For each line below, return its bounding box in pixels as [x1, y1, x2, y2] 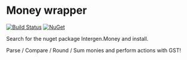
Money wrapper [6, 4, 87, 17]
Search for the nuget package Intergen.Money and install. [6, 35, 149, 42]
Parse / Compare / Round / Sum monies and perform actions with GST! [6, 46, 182, 54]
